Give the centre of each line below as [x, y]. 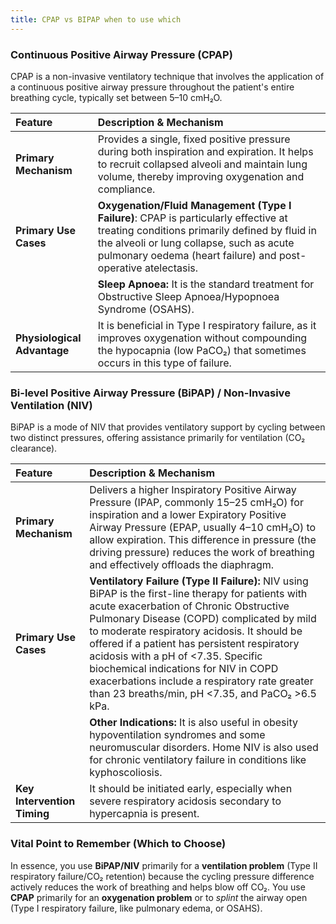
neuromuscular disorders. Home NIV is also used [204, 748]
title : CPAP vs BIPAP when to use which [96, 19]
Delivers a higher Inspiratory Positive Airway [193, 490]
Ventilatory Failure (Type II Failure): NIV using [199, 581]
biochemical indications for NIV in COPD [184, 669]
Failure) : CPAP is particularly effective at [192, 218]
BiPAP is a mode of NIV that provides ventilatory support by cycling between [168, 427]
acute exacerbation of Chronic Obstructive [189, 606]
